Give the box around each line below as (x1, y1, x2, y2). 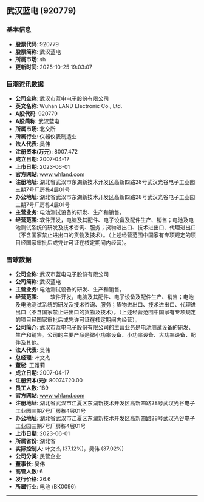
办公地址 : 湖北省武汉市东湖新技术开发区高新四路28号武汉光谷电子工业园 (15, 193, 195, 200)
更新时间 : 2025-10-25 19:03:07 (15, 63, 93, 70)
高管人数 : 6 (15, 468, 44, 475)
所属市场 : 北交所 (15, 125, 56, 132)
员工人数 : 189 (15, 384, 49, 392)
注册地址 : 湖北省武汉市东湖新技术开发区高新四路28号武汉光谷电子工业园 (15, 178, 195, 185)
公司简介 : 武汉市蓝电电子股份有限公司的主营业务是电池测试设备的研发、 (15, 324, 194, 331)
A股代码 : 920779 (15, 110, 58, 117)
